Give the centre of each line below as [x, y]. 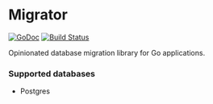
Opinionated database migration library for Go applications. [107, 52]
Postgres [35, 91]
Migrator [38, 15]
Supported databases [52, 73]
